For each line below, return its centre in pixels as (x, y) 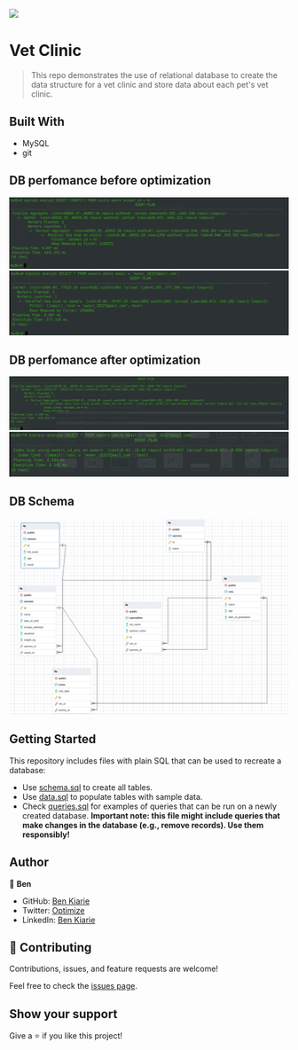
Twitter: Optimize (53, 910)
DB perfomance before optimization (110, 180)
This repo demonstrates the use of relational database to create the (154, 74)
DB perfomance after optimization (105, 360)
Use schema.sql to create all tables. (87, 787)
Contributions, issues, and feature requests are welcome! (114, 969)
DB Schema (42, 501)
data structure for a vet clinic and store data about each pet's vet (149, 84)
